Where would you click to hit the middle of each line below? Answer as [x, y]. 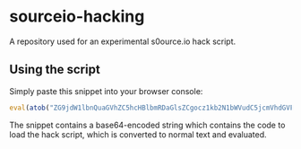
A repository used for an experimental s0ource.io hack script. [122, 41]
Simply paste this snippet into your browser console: [106, 91]
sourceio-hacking [77, 17]
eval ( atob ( [30, 108]
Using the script [55, 70]
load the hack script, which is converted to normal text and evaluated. [138, 134]
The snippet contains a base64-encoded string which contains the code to [147, 125]
